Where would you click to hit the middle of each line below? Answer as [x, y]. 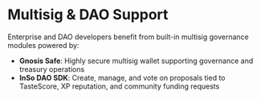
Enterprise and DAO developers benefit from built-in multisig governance [128, 37]
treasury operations [52, 69]
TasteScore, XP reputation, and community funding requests [119, 86]
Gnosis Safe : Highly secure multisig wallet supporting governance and [136, 61]
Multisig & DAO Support [88, 15]
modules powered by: [43, 45]
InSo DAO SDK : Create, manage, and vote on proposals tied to [122, 77]
